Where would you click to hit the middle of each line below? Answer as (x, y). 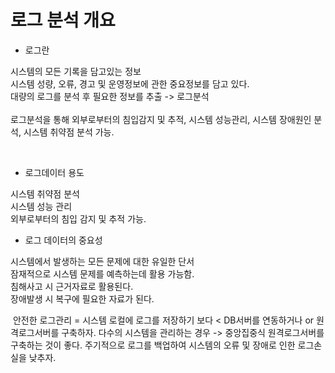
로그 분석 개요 (63, 20)
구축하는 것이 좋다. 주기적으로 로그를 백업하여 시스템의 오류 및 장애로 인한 (153, 345)
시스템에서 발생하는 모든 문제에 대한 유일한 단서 (102, 261)
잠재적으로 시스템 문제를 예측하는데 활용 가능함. (102, 273)
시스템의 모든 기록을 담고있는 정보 (76, 71)
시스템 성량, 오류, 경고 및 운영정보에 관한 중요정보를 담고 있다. (130, 83)
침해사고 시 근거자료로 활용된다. (72, 286)
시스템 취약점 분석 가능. (69, 132)
